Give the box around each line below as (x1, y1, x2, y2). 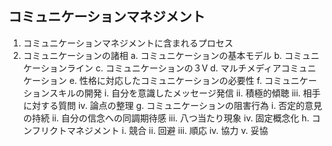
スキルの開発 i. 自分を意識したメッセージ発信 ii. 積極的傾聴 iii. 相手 (49, 87, 321, 99)
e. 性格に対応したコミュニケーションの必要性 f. (69, 74, 263, 86)
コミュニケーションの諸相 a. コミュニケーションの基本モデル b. (22, 49, 283, 61)
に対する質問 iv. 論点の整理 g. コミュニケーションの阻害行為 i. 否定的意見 (22, 99, 323, 111)
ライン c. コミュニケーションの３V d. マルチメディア (66, 62, 282, 74)
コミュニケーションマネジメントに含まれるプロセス (22, 37, 234, 49)
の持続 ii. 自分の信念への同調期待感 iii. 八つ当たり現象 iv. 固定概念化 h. (22, 112, 310, 124)
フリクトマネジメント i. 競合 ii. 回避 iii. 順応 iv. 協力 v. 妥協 (31, 124, 269, 136)
